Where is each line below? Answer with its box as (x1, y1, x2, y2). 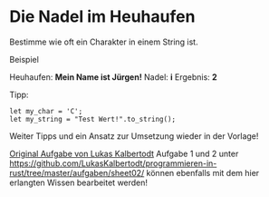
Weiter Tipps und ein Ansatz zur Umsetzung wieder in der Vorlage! (9, 130, 259, 142)
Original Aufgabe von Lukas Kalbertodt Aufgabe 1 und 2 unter (9, 148, 239, 159)
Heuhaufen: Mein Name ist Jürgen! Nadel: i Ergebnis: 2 (9, 71, 217, 83)
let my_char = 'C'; (9, 106, 83, 115)
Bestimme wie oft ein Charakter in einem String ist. (9, 36, 198, 47)
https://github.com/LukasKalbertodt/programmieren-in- (9, 157, 217, 169)
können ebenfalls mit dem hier (146, 167, 260, 178)
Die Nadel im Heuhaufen (9, 6, 196, 27)
